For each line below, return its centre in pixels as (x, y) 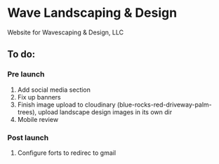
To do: (21, 54)
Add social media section (54, 90)
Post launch (28, 137)
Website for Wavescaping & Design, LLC (66, 32)
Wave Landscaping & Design (92, 13)
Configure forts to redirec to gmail (67, 153)
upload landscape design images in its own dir (105, 112)
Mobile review (38, 119)
